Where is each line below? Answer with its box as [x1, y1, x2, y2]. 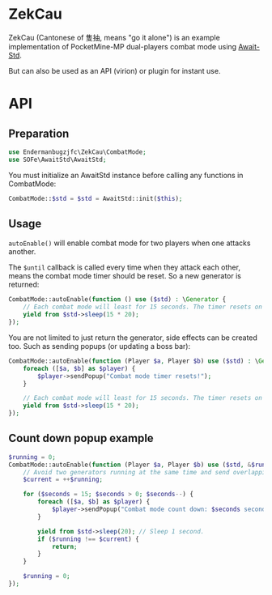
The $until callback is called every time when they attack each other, [8, 262, 241, 272]
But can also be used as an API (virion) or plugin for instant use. [8, 66, 221, 75]
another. [8, 247, 36, 257]
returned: [8, 280, 40, 290]
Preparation [8, 126, 70, 140]
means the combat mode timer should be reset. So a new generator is [8, 271, 241, 281]
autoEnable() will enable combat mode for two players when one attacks [8, 238, 251, 248]
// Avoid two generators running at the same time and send [23, 468, 230, 476]
